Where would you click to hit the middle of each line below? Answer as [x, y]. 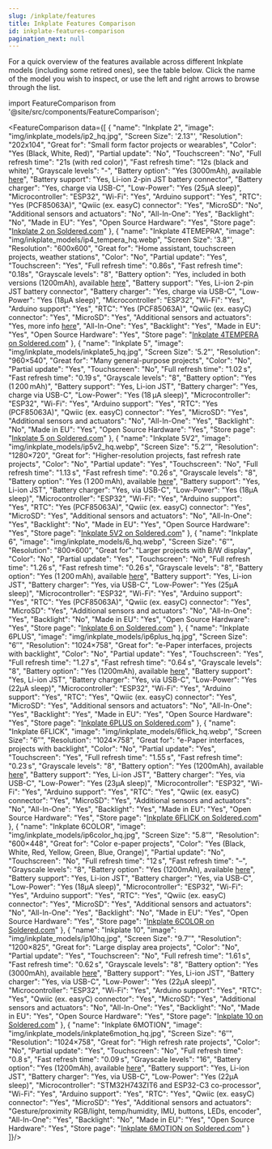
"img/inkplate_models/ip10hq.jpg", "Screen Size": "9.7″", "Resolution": [125, 939]
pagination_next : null [47, 39]
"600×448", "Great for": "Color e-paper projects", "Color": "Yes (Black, [127, 844]
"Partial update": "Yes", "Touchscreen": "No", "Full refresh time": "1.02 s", [130, 369]
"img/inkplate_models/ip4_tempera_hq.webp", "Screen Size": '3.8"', [121, 240]
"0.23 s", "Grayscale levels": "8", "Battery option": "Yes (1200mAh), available [136, 766]
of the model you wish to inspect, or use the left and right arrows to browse [134, 79]
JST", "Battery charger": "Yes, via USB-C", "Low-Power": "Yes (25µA [123, 585]
